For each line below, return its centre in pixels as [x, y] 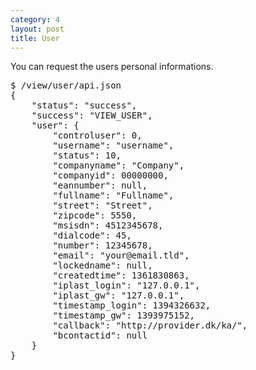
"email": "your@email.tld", [121, 255]
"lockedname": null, [102, 265]
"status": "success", [84, 105]
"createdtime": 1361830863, [121, 275]
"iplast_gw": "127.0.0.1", [118, 295]
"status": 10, [87, 155]
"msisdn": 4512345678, [108, 225]
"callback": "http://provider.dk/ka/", [150, 325]
